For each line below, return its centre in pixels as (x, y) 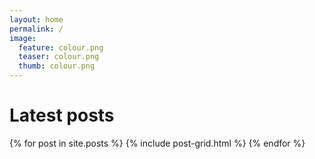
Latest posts (62, 115)
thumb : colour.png (57, 66)
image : (23, 38)
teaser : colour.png (59, 57)
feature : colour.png (61, 47)
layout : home (36, 19)
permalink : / (36, 29)
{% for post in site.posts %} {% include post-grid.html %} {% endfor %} (157, 143)
